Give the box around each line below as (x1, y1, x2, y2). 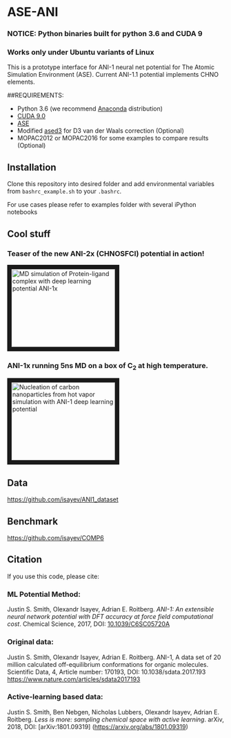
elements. (7, 77, 36, 86)
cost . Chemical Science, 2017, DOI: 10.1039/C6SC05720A (7, 620, 170, 628)
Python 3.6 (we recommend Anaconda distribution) (17, 104, 163, 113)
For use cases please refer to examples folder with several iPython (7, 201, 197, 209)
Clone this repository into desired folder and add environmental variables (7, 180, 215, 188)
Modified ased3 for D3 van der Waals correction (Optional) (17, 127, 185, 135)
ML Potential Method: (7, 589, 81, 599)
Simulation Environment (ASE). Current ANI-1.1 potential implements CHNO (7, 71, 219, 79)
